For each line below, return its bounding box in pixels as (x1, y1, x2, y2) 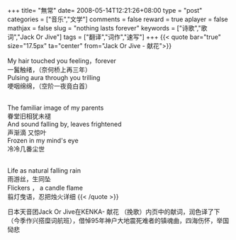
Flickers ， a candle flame (7, 183, 84, 192)
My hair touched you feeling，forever (7, 57, 117, 65)
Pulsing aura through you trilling (7, 74, 101, 81)
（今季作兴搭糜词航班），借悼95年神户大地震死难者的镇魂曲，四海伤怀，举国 (7, 217, 229, 224)
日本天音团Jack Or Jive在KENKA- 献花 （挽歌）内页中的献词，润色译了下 (7, 207, 220, 216)
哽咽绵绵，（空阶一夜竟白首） (7, 82, 91, 90)
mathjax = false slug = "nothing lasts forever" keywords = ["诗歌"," (7, 24, 201, 32)
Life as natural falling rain (7, 166, 82, 175)
